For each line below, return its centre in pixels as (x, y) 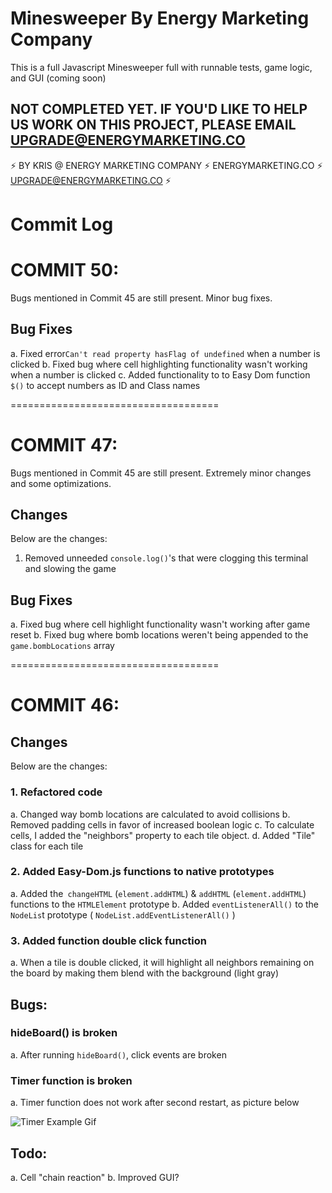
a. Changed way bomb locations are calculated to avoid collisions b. (150, 814)
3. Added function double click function (108, 940)
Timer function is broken (71, 1080)
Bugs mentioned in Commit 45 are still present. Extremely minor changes (161, 473)
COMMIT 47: (64, 444)
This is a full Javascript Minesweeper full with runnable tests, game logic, (161, 67)
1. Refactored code (56, 792)
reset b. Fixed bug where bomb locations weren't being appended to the (159, 635)
